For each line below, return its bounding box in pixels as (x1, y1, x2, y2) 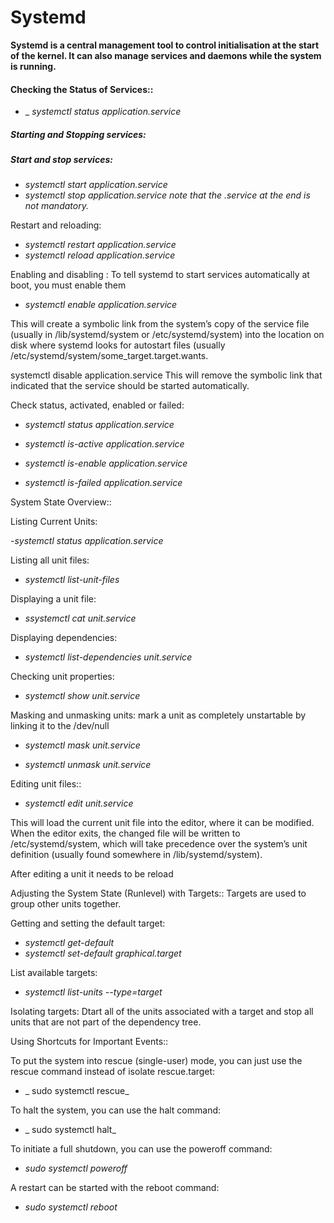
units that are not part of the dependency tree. (10, 1016, 202, 1028)
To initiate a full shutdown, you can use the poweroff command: (10, 1143, 273, 1155)
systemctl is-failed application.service (24, 477, 183, 489)
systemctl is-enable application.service (24, 457, 188, 470)
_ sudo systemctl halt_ (24, 1124, 117, 1136)
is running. (10, 60, 57, 72)
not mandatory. (24, 200, 89, 212)
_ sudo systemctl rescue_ (24, 1085, 130, 1097)
